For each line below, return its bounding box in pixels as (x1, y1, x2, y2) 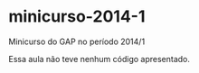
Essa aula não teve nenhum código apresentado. (8, 53, 191, 64)
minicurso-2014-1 (8, 6, 146, 27)
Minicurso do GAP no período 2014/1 (8, 36, 146, 47)
